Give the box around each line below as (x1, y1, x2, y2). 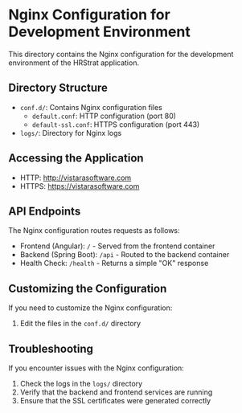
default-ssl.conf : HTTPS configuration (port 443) (31, 119, 200, 129)
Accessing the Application (8, 151, 144, 166)
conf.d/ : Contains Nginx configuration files (19, 102, 162, 112)
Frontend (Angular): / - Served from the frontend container (19, 241, 215, 251)
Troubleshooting (8, 341, 94, 355)
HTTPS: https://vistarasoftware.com (19, 181, 140, 190)
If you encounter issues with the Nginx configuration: (8, 363, 185, 373)
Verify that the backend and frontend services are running (19, 387, 213, 397)
